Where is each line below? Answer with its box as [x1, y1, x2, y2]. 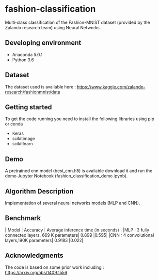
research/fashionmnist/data [5, 89, 61, 95]
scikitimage [12, 136, 35, 141]
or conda [5, 121, 23, 127]
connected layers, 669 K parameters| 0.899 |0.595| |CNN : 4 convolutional [5, 232, 154, 238]
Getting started [5, 103, 52, 111]
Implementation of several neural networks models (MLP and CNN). [5, 200, 141, 206]
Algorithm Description [5, 187, 74, 195]
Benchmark [5, 214, 41, 222]
